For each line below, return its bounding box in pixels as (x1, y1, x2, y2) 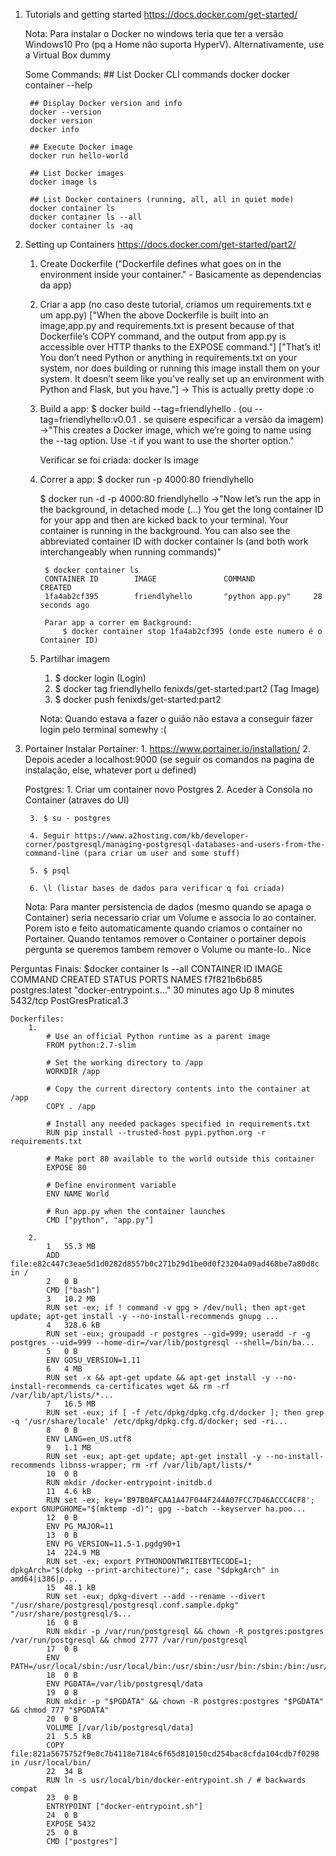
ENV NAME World (46, 1189, 110, 1199)
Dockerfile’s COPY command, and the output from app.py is (39, 330, 287, 342)
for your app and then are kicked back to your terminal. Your (39, 514, 289, 526)
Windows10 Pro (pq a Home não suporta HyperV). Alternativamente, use (24, 39, 325, 50)
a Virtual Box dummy (24, 49, 112, 61)
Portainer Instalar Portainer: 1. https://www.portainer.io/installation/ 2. (24, 743, 311, 754)
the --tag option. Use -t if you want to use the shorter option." (39, 435, 295, 446)
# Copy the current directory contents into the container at (46, 1084, 311, 1094)
